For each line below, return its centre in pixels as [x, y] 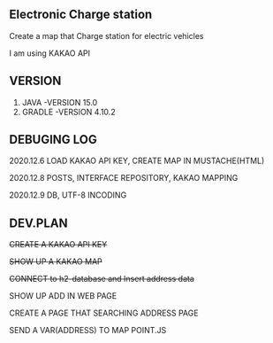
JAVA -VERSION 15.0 [60, 102]
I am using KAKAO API [50, 53]
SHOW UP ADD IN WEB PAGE [63, 296]
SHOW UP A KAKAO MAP [56, 261]
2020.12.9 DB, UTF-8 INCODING [68, 195]
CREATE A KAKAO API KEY [58, 245]
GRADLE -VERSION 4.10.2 [69, 112]
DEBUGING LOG [53, 140]
